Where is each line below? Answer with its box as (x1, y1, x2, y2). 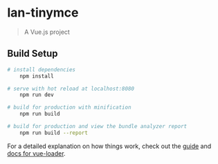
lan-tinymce (7, 5, 79, 21)
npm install (19, 73, 54, 80)
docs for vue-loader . (7, 149, 66, 157)
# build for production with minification (7, 104, 131, 111)
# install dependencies (7, 66, 76, 73)
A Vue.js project (24, 28, 71, 36)
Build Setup (7, 48, 58, 60)
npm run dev (19, 91, 54, 98)
